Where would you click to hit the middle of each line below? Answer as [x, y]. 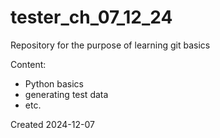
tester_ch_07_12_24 [91, 17]
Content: [28, 64]
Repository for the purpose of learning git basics [110, 45]
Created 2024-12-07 [52, 124]
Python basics [54, 83]
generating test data [66, 94]
